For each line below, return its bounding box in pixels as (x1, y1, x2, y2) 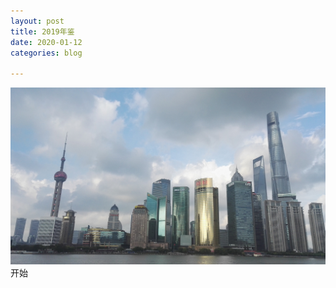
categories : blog (10, 48, 83, 58)
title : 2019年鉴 (10, 26, 75, 37)
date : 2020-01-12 (10, 37, 83, 47)
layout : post (10, 16, 65, 26)
